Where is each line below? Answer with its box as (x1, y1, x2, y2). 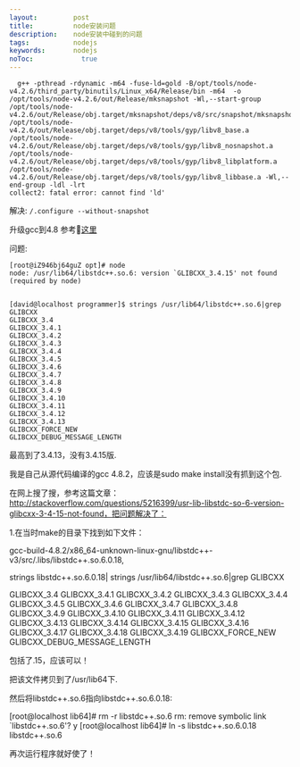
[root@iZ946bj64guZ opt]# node (9, 261, 126, 270)
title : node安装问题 (9, 21, 116, 30)
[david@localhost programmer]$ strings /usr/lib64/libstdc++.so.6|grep (9, 300, 281, 309)
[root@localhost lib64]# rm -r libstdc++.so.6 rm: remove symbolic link (9, 711, 267, 721)
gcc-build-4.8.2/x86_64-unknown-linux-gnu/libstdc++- (9, 546, 213, 555)
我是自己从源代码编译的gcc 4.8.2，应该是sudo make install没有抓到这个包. (9, 469, 283, 479)
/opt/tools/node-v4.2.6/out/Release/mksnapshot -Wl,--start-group (9, 95, 262, 104)
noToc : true (9, 54, 98, 63)
